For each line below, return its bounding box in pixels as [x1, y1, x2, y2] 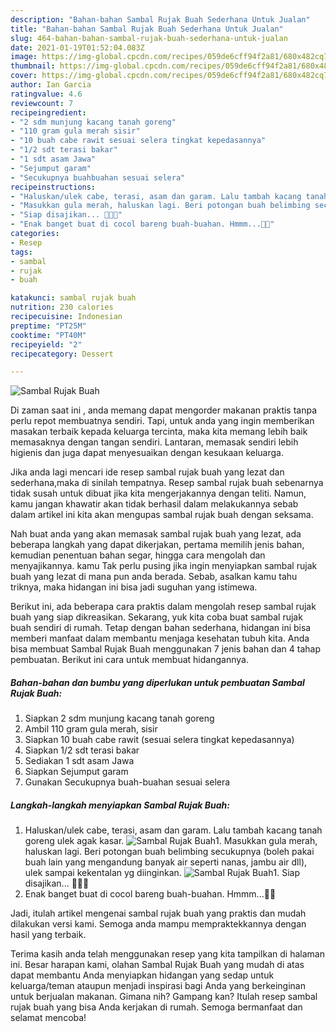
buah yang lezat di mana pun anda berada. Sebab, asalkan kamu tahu [10, 571, 298, 583]
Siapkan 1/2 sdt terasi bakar [24, 744, 140, 756]
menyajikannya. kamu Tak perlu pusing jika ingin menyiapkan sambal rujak [10, 560, 318, 572]
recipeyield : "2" [10, 339, 83, 350]
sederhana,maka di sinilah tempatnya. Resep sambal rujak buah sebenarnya [10, 477, 324, 489]
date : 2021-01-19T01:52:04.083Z [10, 42, 145, 53]
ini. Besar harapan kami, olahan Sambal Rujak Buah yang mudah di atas [10, 959, 305, 971]
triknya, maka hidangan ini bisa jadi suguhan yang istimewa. [10, 581, 258, 593]
